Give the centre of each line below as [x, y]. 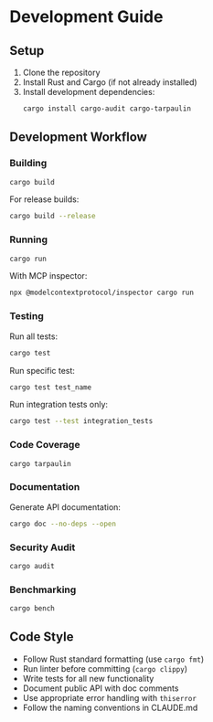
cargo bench [32, 609]
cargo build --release [53, 217]
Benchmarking [43, 589]
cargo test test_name [51, 387]
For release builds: [44, 199]
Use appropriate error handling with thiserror [109, 697]
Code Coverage [45, 445]
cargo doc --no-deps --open [63, 524]
